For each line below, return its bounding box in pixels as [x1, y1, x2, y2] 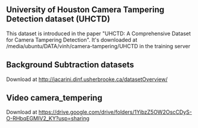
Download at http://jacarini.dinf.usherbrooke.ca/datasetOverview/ [6, 76, 168, 83]
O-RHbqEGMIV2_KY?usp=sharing [6, 115, 89, 122]
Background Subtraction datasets [6, 60, 134, 70]
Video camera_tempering [6, 93, 103, 103]
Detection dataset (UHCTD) [6, 14, 110, 24]
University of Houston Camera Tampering [6, 5, 165, 15]
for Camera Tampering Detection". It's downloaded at [6, 36, 138, 43]
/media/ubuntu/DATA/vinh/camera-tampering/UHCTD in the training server [6, 42, 191, 49]
